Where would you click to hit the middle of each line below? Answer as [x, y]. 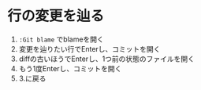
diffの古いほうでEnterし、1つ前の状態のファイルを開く [106, 59]
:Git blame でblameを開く [61, 39]
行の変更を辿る [56, 16]
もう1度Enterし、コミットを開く [70, 68]
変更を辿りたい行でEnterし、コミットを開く [89, 49]
